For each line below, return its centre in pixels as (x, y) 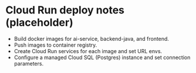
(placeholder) (40, 22)
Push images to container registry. (55, 45)
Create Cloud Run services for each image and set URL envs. (88, 51)
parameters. (29, 63)
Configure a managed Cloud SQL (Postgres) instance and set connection (102, 57)
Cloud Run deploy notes (65, 10)
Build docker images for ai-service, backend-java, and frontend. (92, 39)
